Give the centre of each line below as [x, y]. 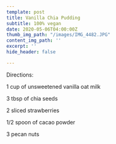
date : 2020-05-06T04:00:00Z [42, 29]
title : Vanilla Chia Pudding [43, 18]
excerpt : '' [21, 47]
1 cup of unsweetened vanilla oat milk [53, 86]
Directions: [20, 75]
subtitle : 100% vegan [34, 23]
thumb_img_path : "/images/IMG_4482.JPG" [59, 35]
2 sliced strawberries [33, 110]
